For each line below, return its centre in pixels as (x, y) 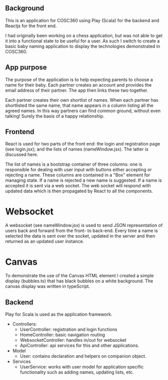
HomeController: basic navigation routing (62, 335)
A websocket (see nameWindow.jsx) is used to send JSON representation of (84, 225)
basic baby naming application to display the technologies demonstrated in (83, 46)
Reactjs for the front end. (31, 26)
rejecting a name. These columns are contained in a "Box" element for (78, 175)
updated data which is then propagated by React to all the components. (79, 191)
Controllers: (25, 324)
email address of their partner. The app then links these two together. (77, 90)
